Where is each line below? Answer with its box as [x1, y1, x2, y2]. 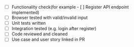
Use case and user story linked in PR [11, 36, 85, 43]
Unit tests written [11, 20, 46, 26]
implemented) [11, 10, 40, 16]
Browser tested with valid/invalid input [11, 15, 88, 21]
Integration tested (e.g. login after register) [11, 26, 97, 31]
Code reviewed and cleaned [11, 31, 68, 37]
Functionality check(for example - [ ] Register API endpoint [11, 4, 129, 10]
